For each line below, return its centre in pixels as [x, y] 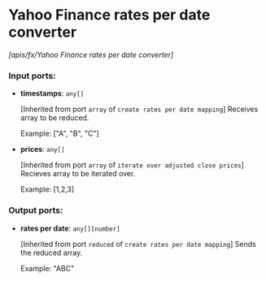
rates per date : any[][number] [70, 228]
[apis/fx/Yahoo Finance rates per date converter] [91, 54]
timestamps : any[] [52, 93]
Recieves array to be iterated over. [78, 174]
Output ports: [36, 210]
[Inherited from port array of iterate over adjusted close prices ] [132, 165]
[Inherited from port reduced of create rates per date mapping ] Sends [138, 244]
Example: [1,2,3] [47, 189]
